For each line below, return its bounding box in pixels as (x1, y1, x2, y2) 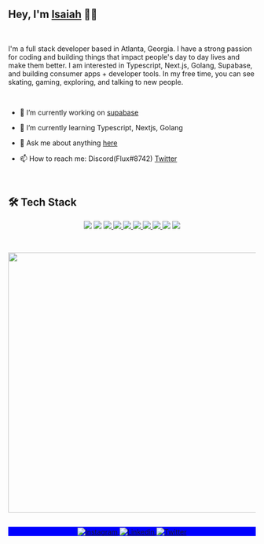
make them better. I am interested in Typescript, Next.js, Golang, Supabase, (8, 60, 253, 70)
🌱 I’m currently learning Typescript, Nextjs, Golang (19, 122, 183, 132)
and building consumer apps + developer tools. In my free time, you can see (8, 68, 255, 78)
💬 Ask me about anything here (19, 138, 118, 148)
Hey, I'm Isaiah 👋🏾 (8, 8, 98, 21)
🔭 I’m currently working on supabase (19, 108, 139, 117)
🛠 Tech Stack (8, 195, 77, 209)
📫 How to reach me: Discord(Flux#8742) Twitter (19, 154, 178, 163)
